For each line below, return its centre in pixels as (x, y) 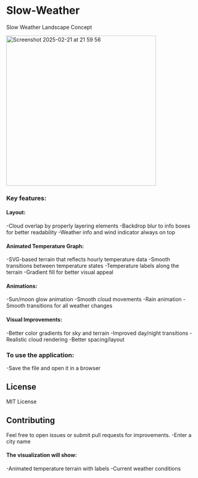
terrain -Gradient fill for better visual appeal (60, 272)
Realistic (17, 339)
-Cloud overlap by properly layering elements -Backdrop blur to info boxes (98, 226)
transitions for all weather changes (70, 306)
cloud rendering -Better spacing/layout (76, 339)
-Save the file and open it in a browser (53, 368)
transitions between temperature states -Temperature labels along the (93, 266)
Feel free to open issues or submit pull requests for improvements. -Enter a (99, 435)
